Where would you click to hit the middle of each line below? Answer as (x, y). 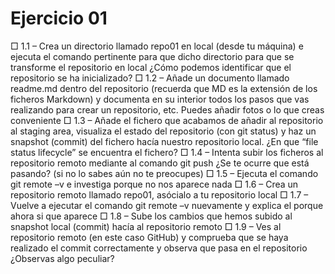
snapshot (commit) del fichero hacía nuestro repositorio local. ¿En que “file (164, 141)
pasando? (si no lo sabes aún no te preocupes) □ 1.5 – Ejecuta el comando (164, 173)
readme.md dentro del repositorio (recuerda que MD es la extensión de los (164, 88)
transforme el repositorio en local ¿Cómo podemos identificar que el (151, 67)
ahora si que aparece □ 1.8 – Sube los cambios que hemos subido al (151, 216)
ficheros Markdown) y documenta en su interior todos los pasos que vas (160, 99)
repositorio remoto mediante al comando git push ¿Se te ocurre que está (160, 163)
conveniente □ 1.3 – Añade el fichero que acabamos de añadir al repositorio (167, 120)
